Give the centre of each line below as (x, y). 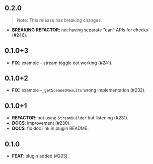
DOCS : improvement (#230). (41, 123)
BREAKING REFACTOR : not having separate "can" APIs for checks (80, 30)
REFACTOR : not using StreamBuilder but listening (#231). (70, 118)
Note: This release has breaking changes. (59, 20)
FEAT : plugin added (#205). (40, 156)
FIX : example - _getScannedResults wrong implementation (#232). (79, 90)
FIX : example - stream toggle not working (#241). (62, 63)
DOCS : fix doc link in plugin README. (50, 128)
